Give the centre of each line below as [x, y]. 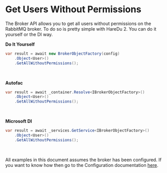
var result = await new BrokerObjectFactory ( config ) [63, 54]
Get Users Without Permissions [73, 9]
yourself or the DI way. [29, 34]
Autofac [14, 83]
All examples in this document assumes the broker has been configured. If [83, 160]
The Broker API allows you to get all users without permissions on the [78, 23]
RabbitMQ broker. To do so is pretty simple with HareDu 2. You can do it [81, 29]
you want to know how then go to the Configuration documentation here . [82, 165]
